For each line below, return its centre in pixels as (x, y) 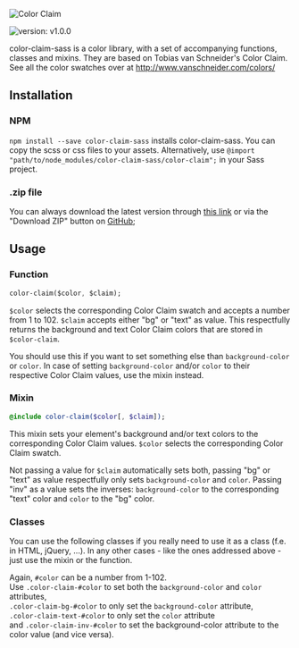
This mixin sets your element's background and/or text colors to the (134, 433)
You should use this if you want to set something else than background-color (149, 356)
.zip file (26, 192)
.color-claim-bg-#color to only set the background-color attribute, (131, 606)
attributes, (28, 597)
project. (24, 169)
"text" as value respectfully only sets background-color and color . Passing (146, 479)
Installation (41, 95)
